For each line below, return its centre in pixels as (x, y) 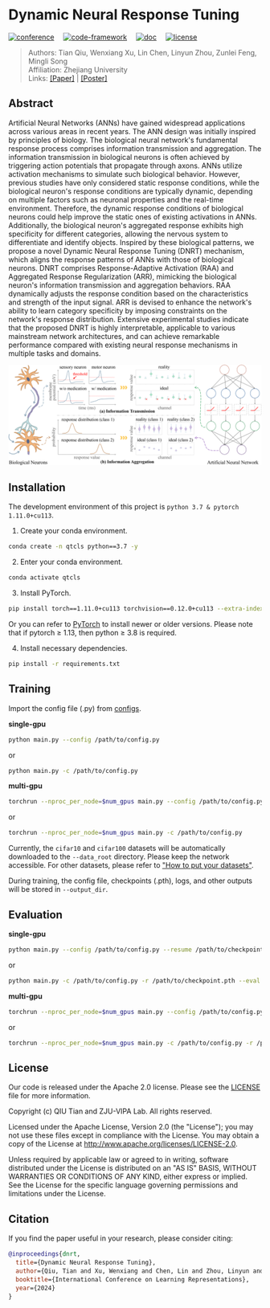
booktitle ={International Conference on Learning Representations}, (133, 1279)
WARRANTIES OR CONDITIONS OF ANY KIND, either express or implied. (128, 1177)
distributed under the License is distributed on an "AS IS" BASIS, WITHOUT (133, 1168)
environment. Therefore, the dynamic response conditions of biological (126, 208)
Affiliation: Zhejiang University (78, 69)
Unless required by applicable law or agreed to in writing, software (119, 1159)
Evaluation (35, 915)
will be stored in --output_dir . (58, 889)
